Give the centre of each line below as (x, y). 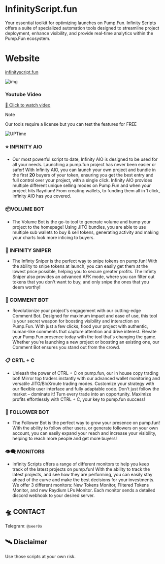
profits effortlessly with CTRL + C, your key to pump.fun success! (79, 399)
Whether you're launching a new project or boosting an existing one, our (86, 342)
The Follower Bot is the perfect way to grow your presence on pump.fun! (86, 423)
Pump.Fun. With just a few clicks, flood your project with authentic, (80, 326)
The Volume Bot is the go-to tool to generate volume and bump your (82, 222)
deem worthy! (26, 287)
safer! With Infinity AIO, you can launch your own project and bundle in (84, 170)
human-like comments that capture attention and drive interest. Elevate (84, 332)
